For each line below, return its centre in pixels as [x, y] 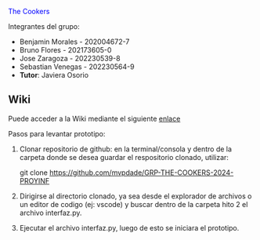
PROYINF [34, 180]
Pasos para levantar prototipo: [57, 133]
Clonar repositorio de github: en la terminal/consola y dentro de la [126, 149]
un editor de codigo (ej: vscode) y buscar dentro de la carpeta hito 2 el [134, 204]
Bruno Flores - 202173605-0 [65, 50]
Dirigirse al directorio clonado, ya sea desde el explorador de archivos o [135, 196]
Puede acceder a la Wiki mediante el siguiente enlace [94, 118]
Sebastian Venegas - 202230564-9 [77, 67]
